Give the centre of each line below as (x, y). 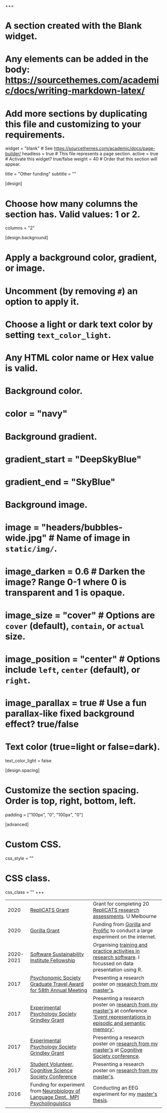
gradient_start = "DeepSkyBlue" (73, 459)
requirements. (35, 135)
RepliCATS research (116, 910)
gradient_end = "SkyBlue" (60, 482)
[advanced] (17, 824)
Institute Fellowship (53, 960)
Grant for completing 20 (121, 904)
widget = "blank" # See (29, 148)
